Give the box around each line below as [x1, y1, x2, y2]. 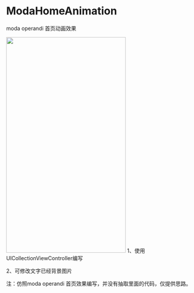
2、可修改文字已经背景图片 [6, 267, 73, 274]
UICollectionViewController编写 [6, 254, 84, 261]
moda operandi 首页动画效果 [6, 25, 76, 32]
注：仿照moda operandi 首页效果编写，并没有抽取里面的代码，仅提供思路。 [6, 280, 192, 287]
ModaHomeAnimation [6, 4, 118, 18]
